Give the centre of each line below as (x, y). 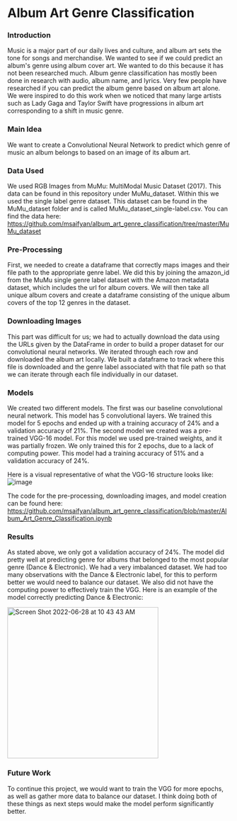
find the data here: (34, 216)
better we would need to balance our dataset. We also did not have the (110, 582)
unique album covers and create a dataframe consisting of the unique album (118, 295)
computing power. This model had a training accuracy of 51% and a (105, 453)
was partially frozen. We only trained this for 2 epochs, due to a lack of (110, 445)
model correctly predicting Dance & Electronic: (75, 598)
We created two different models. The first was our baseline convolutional (115, 408)
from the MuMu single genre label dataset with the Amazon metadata (108, 280)
